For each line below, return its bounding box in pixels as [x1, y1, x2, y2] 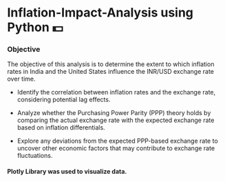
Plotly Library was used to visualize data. [7, 168, 127, 176]
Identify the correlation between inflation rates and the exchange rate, [17, 88, 216, 97]
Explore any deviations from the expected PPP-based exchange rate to [17, 136, 218, 145]
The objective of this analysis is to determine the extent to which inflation [7, 60, 215, 68]
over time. [7, 74, 36, 83]
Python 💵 [7, 19, 63, 35]
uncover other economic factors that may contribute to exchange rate [17, 144, 215, 152]
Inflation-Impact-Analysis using [7, 5, 194, 21]
